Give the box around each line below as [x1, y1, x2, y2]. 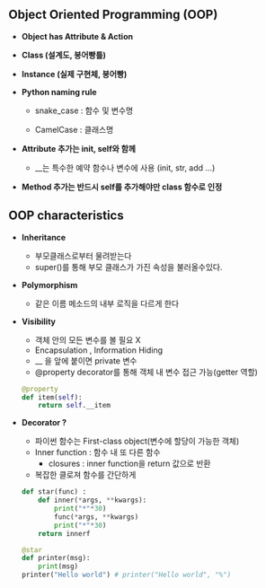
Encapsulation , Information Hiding [34, 345, 164, 355]
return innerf [38, 529, 91, 538]
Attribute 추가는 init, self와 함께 [21, 143, 137, 154]
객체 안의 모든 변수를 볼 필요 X [34, 334, 141, 345]
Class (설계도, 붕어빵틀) [21, 49, 107, 60]
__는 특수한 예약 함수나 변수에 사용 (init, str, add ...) [34, 162, 216, 173]
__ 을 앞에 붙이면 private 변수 [34, 355, 137, 366]
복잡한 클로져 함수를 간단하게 [34, 470, 137, 480]
